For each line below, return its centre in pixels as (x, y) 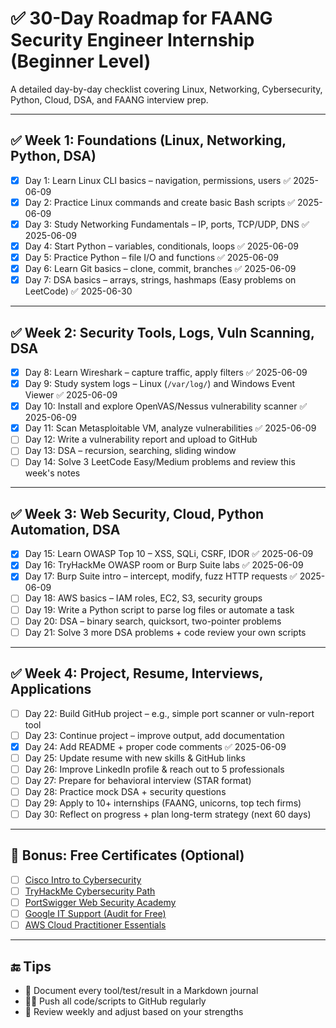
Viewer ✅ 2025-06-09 (71, 395)
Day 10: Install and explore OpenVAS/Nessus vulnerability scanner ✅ (166, 406)
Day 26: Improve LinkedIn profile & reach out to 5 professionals (154, 769)
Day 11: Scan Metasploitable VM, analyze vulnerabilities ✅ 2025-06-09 (170, 428)
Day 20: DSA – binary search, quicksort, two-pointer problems (153, 621)
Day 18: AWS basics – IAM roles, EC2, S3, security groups (143, 598)
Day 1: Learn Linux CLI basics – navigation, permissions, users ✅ (158, 180)
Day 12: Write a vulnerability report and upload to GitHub (141, 439)
